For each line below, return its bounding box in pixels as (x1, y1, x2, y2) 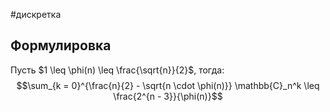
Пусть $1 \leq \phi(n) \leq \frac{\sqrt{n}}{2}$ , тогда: (10, 64, 225, 76)
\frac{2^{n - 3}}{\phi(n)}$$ (113, 90, 223, 102)
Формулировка (10, 37, 112, 54)
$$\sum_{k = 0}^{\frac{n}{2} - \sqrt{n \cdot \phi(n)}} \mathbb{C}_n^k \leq (16, 79, 320, 91)
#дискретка (10, 9, 62, 20)
